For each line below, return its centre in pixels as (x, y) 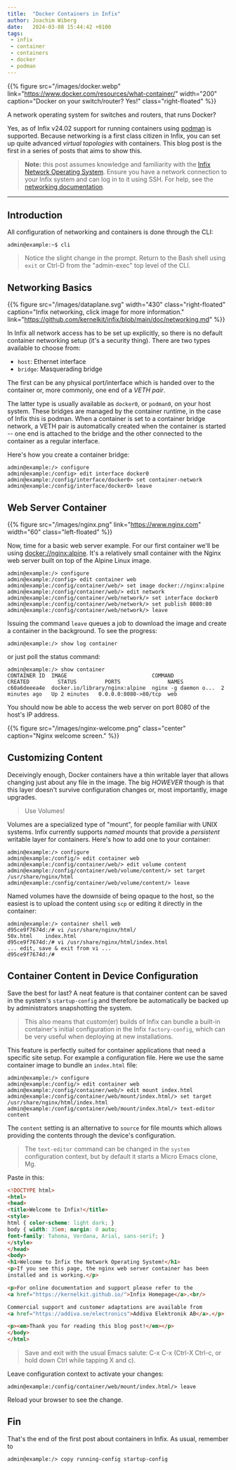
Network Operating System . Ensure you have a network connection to (125, 171)
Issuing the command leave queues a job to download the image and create (117, 623)
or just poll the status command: (54, 657)
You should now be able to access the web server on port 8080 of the (109, 708)
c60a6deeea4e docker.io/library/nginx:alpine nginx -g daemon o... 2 (116, 688)
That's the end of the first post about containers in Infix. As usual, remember (118, 1438)
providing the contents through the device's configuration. (92, 1135)
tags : (15, 33)
